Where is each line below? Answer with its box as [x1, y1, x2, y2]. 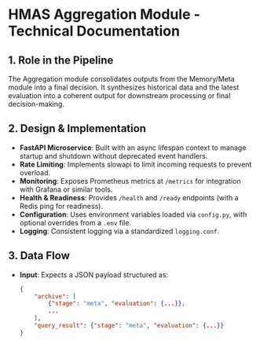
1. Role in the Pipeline [8, 53, 114, 67]
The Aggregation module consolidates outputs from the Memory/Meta [8, 75, 236, 83]
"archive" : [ [34, 292, 77, 300]
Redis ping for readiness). [19, 201, 104, 210]
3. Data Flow [8, 249, 71, 262]
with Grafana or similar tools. [19, 185, 113, 194]
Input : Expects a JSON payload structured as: [19, 269, 169, 280]
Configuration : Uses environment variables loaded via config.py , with [19, 210, 247, 219]
